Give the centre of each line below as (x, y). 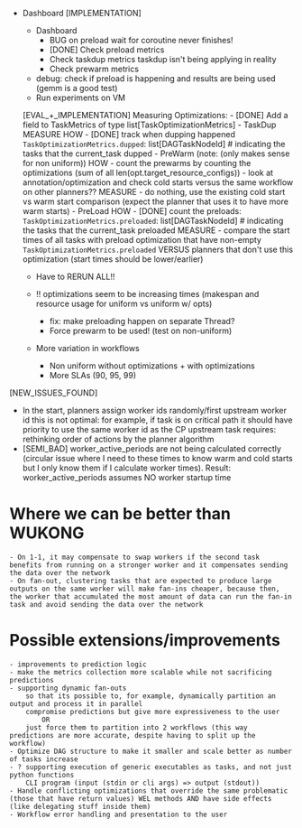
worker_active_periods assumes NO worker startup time (127, 477)
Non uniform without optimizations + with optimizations (152, 366)
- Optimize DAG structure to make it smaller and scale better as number (151, 751)
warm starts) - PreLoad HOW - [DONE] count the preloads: (132, 211)
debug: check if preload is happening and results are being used (156, 79)
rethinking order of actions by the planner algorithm (118, 439)
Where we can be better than (120, 514)
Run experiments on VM (81, 98)
